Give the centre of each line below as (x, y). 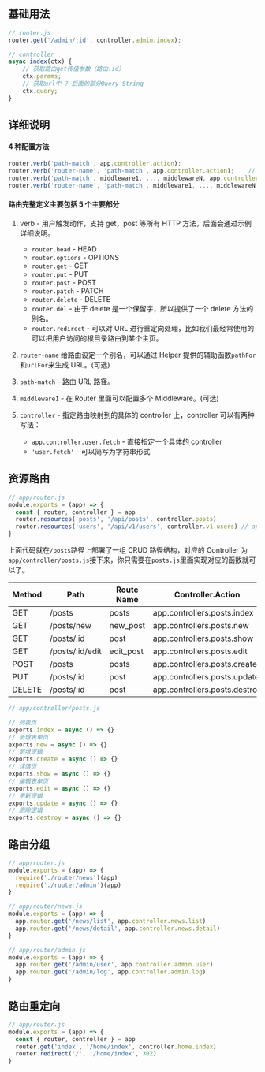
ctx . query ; (40, 91)
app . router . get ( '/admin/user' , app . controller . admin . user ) (114, 965)
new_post (127, 626)
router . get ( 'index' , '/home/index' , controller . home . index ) (116, 1047)
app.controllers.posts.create (205, 664)
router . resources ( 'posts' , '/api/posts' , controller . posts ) (116, 519)
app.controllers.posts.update (206, 677)
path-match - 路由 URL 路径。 (67, 382)
